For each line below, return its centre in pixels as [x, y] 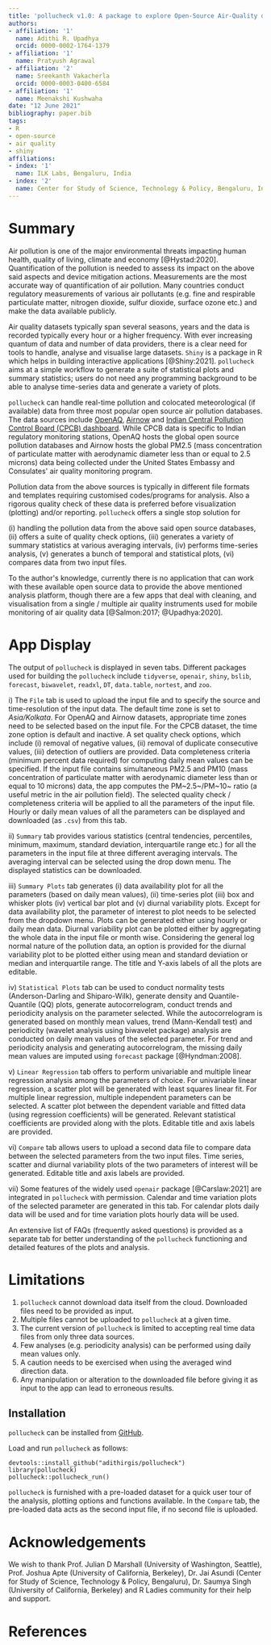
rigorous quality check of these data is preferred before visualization [122, 504]
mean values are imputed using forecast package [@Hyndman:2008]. [125, 1055]
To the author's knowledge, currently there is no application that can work [131, 577]
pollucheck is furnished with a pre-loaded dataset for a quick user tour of [130, 1492]
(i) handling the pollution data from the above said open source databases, [132, 528]
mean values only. [50, 1353]
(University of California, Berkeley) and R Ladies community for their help [130, 1590]
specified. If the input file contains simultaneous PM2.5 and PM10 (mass [128, 769]
